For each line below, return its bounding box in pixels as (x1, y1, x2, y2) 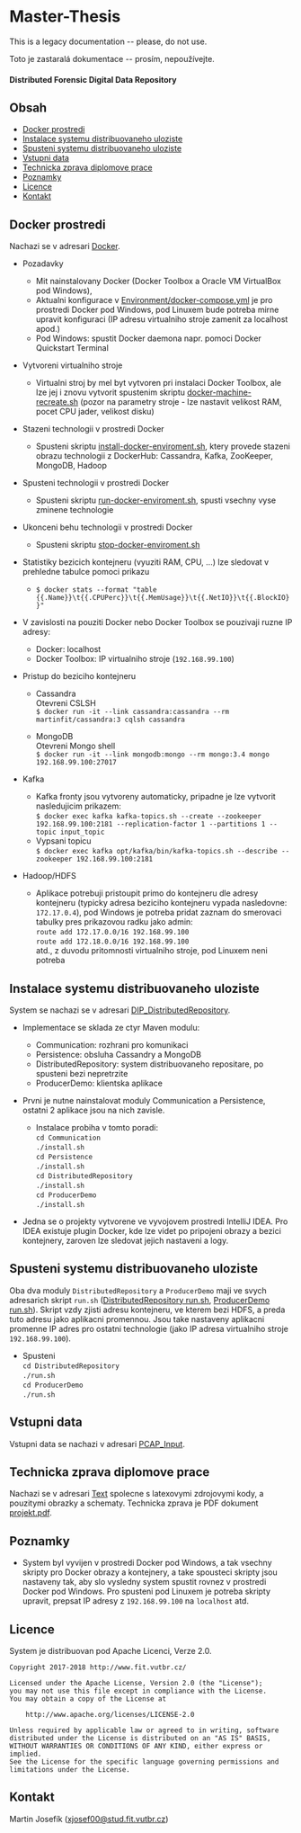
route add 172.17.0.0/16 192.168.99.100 (35, 928, 190, 937)
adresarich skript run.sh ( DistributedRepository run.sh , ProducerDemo (9, 1294, 270, 1305)
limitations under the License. (9, 1766, 130, 1775)
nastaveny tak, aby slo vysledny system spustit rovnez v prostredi (22, 1577, 267, 1587)
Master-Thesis (9, 6, 121, 27)
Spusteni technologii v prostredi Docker (22, 478, 170, 488)
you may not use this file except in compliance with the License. (9, 1686, 268, 1696)
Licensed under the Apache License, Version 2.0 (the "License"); (9, 1679, 263, 1688)
